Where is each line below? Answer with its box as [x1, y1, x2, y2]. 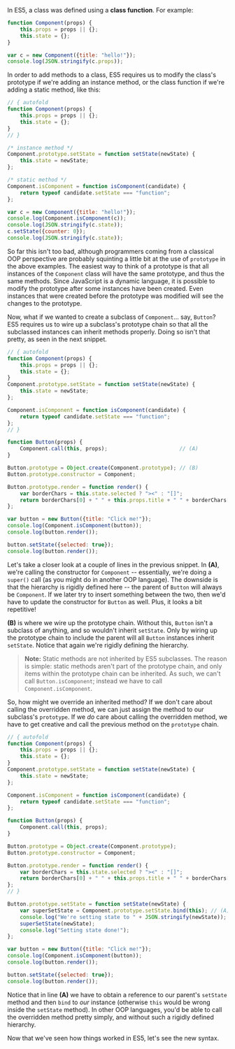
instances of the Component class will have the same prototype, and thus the [7, 269, 225, 278]
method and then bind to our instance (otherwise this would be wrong [7, 998, 211, 1006]
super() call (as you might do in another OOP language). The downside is [7, 575, 218, 583]
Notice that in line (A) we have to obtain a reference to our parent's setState [7, 990, 227, 999]
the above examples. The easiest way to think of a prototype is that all [7, 262, 209, 270]
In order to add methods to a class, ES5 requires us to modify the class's [7, 71, 217, 79]
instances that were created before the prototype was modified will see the [7, 292, 224, 300]
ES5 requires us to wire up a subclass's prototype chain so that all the [7, 320, 208, 328]
